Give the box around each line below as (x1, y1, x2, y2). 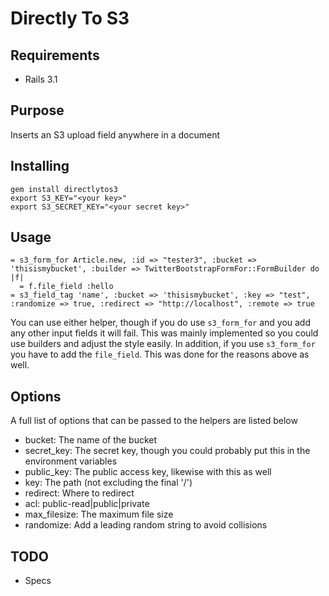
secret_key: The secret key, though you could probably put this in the (24, 445, 311, 457)
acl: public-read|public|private (24, 498, 150, 510)
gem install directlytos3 (10, 184, 118, 194)
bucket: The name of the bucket (24, 434, 158, 446)
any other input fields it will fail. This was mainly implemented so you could (10, 327, 319, 339)
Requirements (10, 47, 100, 64)
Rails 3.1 (24, 73, 58, 85)
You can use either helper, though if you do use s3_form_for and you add (10, 317, 311, 329)
